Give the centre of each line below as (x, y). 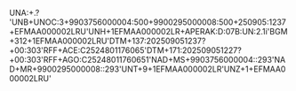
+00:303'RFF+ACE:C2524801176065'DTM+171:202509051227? (125, 50)
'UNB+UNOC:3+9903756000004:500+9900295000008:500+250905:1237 (148, 22)
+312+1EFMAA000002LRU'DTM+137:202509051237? (108, 41)
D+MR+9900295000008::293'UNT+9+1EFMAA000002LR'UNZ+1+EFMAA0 (148, 69)
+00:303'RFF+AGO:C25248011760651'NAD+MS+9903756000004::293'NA (148, 60)
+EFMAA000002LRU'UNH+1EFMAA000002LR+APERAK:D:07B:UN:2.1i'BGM (148, 31)
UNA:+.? (24, 13)
